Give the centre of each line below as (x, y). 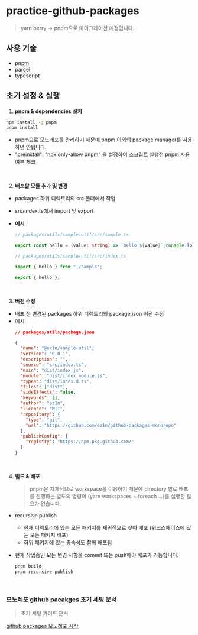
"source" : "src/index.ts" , (53, 365)
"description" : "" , (44, 359)
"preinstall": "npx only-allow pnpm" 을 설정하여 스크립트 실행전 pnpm (97, 154)
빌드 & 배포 (27, 476)
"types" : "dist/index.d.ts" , (56, 381)
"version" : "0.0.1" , (46, 354)
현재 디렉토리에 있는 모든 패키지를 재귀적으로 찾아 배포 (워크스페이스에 (104, 527)
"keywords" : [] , (40, 398)
